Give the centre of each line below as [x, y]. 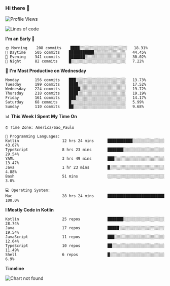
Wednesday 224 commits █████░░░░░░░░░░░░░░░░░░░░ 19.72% [76, 89]
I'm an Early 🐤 [20, 39]
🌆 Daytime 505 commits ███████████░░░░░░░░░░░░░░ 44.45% [76, 53]
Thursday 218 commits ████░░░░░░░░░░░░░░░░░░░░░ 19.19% [76, 93]
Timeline [15, 269]
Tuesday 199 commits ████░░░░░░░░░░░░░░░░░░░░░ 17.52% [76, 85]
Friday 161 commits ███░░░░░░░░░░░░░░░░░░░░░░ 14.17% [76, 98]
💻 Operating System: [28, 190]
